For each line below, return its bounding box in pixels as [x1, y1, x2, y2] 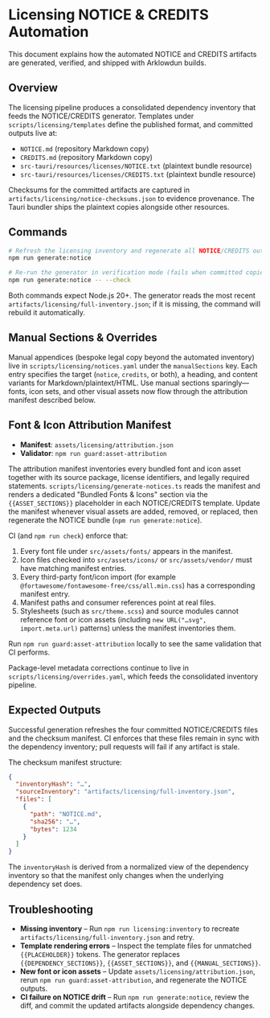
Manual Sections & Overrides [8, 331, 157, 345]
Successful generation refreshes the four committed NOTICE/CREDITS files [8, 725, 259, 734]
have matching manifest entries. [19, 563, 127, 573]
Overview [8, 81, 59, 95]
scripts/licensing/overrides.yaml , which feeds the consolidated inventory [8, 671, 259, 681]
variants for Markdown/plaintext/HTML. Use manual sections [8, 378, 211, 388]
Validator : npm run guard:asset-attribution [19, 448, 167, 458]
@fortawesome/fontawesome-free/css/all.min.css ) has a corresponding [19, 581, 256, 590]
